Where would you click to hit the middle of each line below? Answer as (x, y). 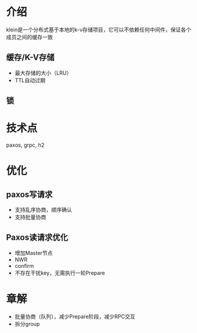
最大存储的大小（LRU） (43, 73)
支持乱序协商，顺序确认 (43, 210)
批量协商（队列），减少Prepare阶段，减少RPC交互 (75, 316)
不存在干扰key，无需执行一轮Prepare (60, 273)
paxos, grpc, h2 (25, 145)
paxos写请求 (30, 194)
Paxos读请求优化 (37, 237)
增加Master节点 (34, 253)
